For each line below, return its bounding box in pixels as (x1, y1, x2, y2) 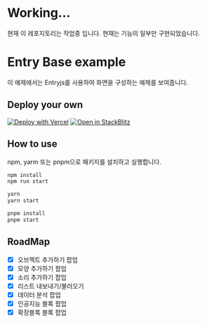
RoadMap (7, 236, 51, 248)
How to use (7, 138, 58, 150)
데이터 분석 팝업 (17, 290, 61, 299)
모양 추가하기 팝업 (17, 264, 67, 272)
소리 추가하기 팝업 (17, 272, 67, 282)
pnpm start (7, 216, 39, 223)
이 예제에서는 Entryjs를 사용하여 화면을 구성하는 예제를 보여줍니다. (7, 78, 188, 86)
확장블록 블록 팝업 (17, 308, 67, 317)
